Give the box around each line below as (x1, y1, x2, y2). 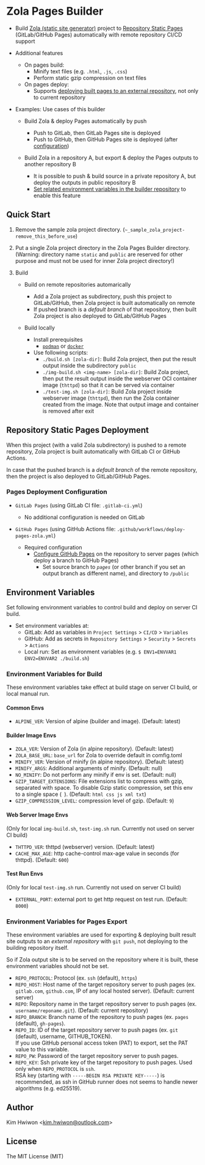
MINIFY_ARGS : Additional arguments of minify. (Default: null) (15, 765, 163, 772)
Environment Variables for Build (6, 669, 103, 678)
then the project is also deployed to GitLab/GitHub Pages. (6, 472, 151, 480)
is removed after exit (42, 407, 95, 414)
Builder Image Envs (6, 732, 57, 739)
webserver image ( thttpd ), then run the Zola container (42, 394, 180, 402)
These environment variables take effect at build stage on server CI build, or (6, 683, 198, 691)
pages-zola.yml (15, 533, 54, 539)
